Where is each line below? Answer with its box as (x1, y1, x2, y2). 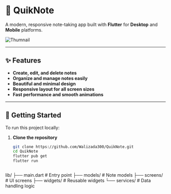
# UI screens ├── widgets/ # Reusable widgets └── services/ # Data (5, 178, 151, 184)
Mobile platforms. (5, 26, 43, 33)
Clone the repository (12, 134, 58, 141)
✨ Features (5, 56, 41, 65)
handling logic (5, 183, 35, 189)
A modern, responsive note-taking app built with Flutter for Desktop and (5, 21, 158, 27)
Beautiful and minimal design (12, 80, 76, 87)
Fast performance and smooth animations (12, 91, 104, 97)
